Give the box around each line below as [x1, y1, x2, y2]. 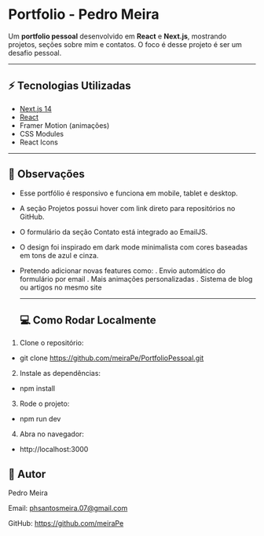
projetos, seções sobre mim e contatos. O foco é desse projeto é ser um [8, 39, 242, 49]
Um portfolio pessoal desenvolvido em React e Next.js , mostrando [8, 31, 227, 41]
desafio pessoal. [8, 48, 62, 57]
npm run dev [19, 414, 61, 424]
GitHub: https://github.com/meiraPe [8, 519, 124, 528]
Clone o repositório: [19, 338, 84, 348]
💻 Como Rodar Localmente [19, 313, 157, 326]
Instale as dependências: [19, 369, 101, 378]
